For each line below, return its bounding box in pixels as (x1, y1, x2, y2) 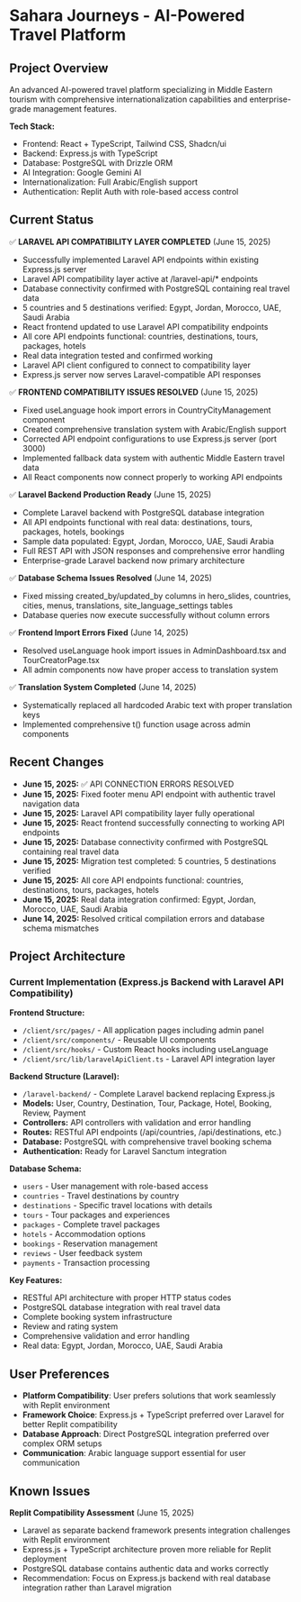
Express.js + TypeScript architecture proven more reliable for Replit (22, 1543, 271, 1554)
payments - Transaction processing (22, 1258, 151, 1269)
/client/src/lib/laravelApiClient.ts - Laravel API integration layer (22, 1053, 276, 1064)
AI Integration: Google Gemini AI (22, 168, 142, 177)
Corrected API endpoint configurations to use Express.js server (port (22, 433, 277, 444)
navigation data (22, 798, 80, 809)
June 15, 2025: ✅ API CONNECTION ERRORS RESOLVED (22, 778, 235, 789)
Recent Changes (9, 754, 105, 770)
